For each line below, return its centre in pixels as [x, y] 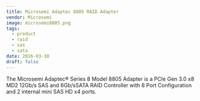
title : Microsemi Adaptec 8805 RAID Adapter [63, 12]
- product [24, 34]
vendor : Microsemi [29, 17]
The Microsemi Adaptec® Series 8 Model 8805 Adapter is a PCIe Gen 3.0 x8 [100, 79]
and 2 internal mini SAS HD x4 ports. [51, 91]
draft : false [22, 62]
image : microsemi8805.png [38, 23]
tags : [13, 28]
